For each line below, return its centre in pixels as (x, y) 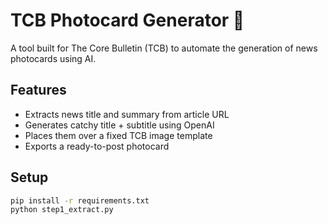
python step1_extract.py (62, 210)
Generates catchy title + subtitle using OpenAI (119, 125)
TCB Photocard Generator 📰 (127, 20)
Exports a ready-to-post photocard (97, 146)
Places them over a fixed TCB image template (118, 135)
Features (38, 90)
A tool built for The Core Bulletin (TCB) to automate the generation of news (164, 48)
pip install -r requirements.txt (80, 200)
